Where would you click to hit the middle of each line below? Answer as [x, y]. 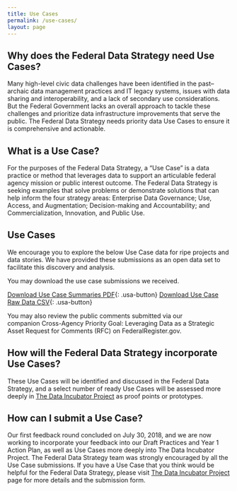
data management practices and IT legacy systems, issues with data [130, 91]
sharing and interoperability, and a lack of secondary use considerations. [114, 99]
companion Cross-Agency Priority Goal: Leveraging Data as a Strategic [111, 323]
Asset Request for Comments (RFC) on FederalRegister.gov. [94, 331]
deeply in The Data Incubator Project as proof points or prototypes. [105, 396]
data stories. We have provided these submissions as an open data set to [114, 259]
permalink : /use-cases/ [42, 20]
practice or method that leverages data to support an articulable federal [112, 175]
